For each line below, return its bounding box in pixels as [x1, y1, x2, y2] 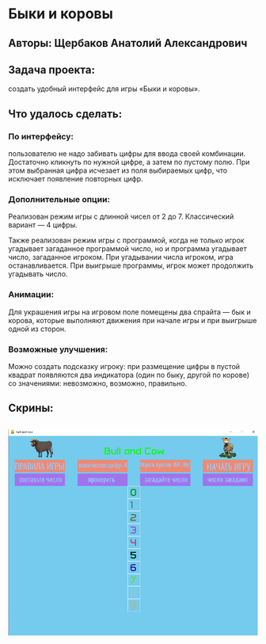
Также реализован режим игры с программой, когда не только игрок [8, 235, 245, 246]
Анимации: [8, 289, 54, 300]
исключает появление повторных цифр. [8, 174, 144, 184]
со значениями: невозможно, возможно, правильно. [8, 378, 188, 388]
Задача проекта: [8, 63, 95, 76]
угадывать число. [8, 269, 68, 279]
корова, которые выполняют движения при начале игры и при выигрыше [8, 315, 257, 325]
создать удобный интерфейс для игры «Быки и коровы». [8, 84, 200, 93]
